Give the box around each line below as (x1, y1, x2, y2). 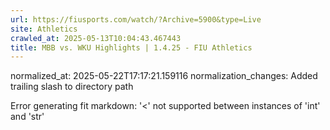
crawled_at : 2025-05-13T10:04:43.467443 (10, 33, 182, 43)
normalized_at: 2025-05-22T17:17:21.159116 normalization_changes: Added (10, 70, 318, 82)
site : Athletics (10, 24, 78, 34)
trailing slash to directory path (10, 81, 134, 93)
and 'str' (10, 111, 45, 123)
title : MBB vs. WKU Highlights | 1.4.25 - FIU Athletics (10, 42, 253, 53)
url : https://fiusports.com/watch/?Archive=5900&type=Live (10, 14, 262, 25)
